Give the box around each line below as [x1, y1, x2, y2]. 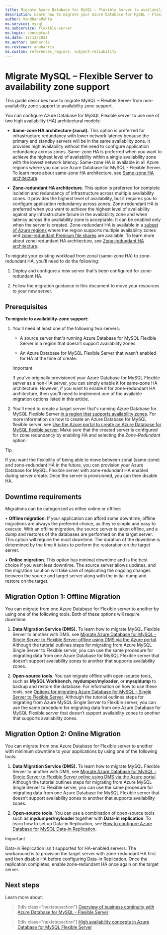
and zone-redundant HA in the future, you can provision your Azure [5, 462, 144, 468]
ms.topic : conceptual [5, 30, 50, 35]
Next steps [5, 881, 40, 890]
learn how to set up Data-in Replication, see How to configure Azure [12, 820, 153, 826]
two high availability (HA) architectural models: [5, 118, 101, 124]
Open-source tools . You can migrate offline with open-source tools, [12, 673, 153, 679]
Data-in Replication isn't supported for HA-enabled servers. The [5, 845, 137, 851]
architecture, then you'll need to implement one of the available [12, 391, 142, 397]
